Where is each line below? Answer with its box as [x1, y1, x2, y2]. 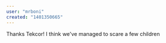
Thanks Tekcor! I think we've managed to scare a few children [6, 30, 161, 37]
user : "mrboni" [6, 8, 45, 15]
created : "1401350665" [6, 14, 63, 20]
